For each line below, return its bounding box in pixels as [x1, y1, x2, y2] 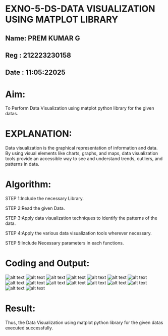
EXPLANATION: [5, 128, 72, 139]
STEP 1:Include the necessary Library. [5, 196, 84, 202]
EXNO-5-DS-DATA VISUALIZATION [5, 3, 155, 15]
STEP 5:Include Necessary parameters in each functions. [5, 240, 124, 246]
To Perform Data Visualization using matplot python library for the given [5, 105, 154, 111]
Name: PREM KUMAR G [5, 34, 80, 42]
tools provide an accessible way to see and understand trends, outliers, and [5, 156, 163, 162]
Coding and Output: [5, 258, 90, 269]
